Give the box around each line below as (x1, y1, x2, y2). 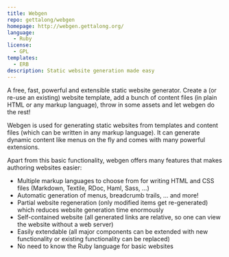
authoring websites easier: (7, 163, 82, 172)
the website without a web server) (16, 220, 114, 228)
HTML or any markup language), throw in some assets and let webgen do (7, 100, 215, 109)
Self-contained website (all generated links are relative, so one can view (16, 213, 221, 221)
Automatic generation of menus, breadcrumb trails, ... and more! (16, 191, 199, 199)
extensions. (7, 143, 40, 151)
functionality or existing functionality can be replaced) (16, 234, 170, 243)
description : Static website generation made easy (7, 67, 155, 74)
